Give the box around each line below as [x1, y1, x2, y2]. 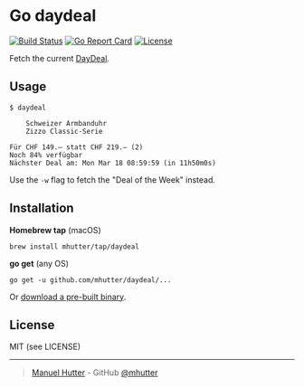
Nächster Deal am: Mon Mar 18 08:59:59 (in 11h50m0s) [9, 158, 217, 167]
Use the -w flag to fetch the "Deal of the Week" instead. [9, 174, 215, 185]
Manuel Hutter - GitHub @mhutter [31, 367, 158, 378]
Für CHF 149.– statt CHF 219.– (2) [9, 142, 144, 152]
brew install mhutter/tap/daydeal [9, 241, 140, 251]
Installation [9, 201, 74, 216]
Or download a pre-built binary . [9, 291, 127, 302]
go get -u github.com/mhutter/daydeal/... [9, 275, 172, 285]
